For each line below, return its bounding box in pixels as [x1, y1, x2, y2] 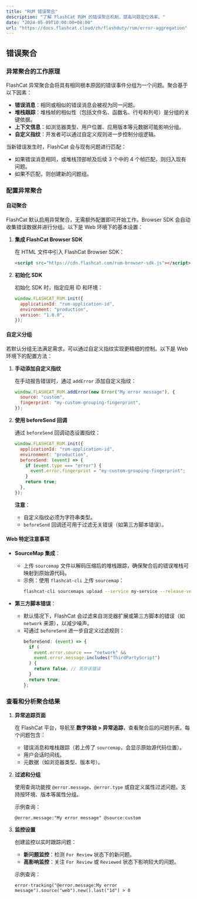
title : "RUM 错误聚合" [6, 8, 58, 15]
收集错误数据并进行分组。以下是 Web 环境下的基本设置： [6, 223, 144, 230]
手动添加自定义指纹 [14, 365, 62, 372]
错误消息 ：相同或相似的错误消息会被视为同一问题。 [14, 101, 138, 108]
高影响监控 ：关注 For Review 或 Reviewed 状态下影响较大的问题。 [23, 859, 180, 866]
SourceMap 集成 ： [14, 549, 60, 557]
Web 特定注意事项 [6, 535, 50, 542]
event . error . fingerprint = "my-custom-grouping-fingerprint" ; [30, 468, 186, 474]
